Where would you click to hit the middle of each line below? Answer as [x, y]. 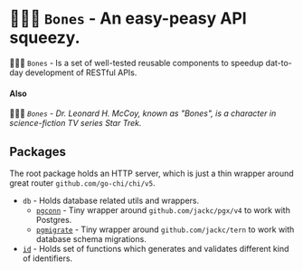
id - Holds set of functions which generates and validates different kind [156, 248]
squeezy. [45, 38]
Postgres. [54, 219]
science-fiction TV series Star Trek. [76, 123]
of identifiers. [47, 258]
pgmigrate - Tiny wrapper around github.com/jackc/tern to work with [165, 229]
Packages [38, 152]
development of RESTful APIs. [81, 73]
